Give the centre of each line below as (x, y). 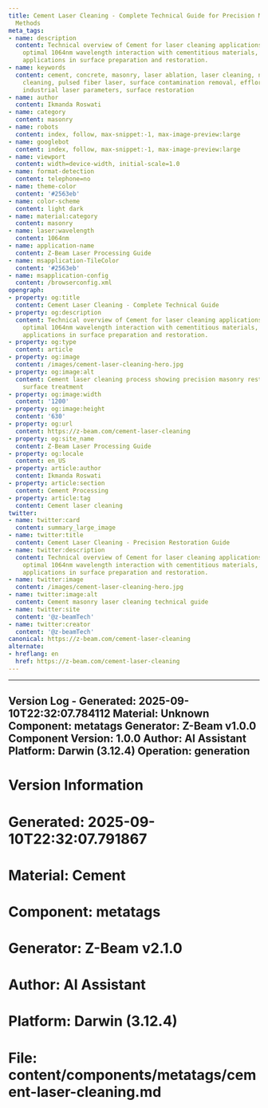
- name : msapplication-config (59, 275)
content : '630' (41, 417)
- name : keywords (37, 68)
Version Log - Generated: (73, 701)
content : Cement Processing (62, 491)
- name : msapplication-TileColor (64, 260)
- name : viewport (37, 156)
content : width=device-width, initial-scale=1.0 (98, 164)
